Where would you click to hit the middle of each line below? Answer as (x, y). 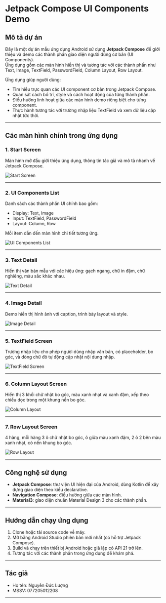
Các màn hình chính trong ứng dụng (62, 136)
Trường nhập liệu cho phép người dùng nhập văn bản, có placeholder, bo (79, 352)
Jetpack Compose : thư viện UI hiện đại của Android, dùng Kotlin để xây (85, 484)
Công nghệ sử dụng (36, 472)
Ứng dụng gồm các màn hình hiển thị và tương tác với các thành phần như (81, 65)
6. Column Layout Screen (36, 384)
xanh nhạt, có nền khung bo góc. (39, 443)
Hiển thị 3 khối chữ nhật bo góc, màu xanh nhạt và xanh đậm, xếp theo (77, 395)
